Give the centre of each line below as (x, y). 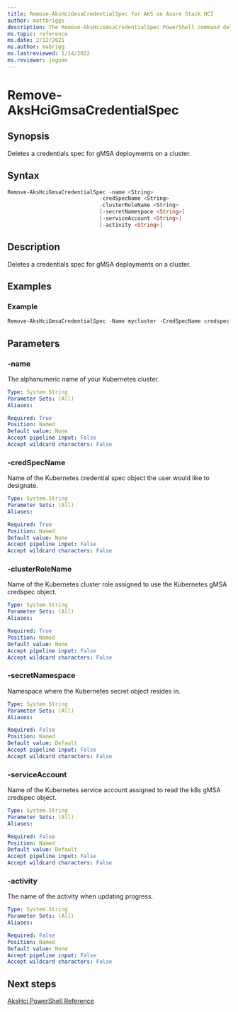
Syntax (23, 176)
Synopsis (28, 137)
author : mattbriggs (36, 21)
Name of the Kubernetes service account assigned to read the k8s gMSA (114, 790)
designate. (23, 486)
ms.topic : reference (38, 34)
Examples (29, 287)
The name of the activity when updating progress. (80, 896)
